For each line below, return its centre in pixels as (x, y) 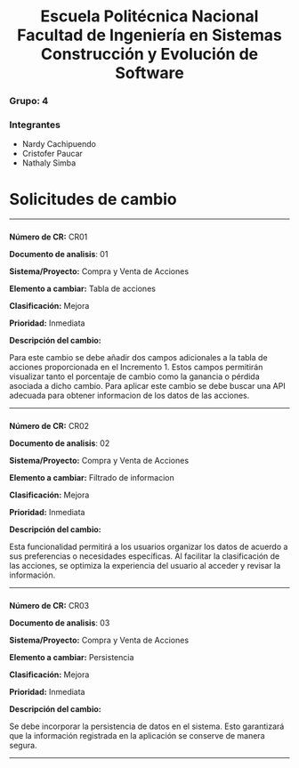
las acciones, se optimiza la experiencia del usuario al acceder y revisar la (145, 566)
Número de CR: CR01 (48, 237)
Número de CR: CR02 (49, 426)
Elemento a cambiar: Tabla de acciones (82, 289)
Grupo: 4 (29, 101)
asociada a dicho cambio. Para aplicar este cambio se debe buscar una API (148, 386)
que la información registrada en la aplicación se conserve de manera (137, 736)
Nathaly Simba (49, 163)
